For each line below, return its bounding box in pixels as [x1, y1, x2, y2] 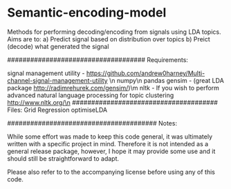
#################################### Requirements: [7, 55, 189, 63]
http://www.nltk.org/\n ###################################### [7, 98, 218, 106]
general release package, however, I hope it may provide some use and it [7, 147, 216, 155]
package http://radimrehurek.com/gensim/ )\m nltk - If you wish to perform [7, 83, 220, 92]
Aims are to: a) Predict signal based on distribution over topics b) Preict [7, 34, 211, 43]
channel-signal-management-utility [7, 76, 109, 84]
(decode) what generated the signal [7, 42, 109, 50]
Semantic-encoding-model [7, 5, 167, 21]
